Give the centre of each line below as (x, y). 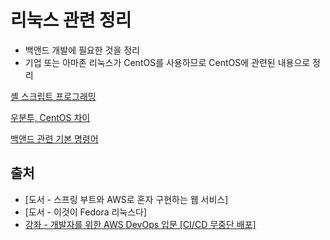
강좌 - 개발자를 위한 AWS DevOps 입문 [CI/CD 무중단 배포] (140, 224)
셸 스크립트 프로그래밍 (53, 96)
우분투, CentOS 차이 (50, 117)
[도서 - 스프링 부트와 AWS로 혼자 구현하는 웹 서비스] (126, 199)
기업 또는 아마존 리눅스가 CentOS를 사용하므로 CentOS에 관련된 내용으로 (167, 62)
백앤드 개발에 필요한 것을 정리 (82, 50)
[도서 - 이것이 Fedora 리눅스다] (86, 212)
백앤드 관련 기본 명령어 (54, 138)
